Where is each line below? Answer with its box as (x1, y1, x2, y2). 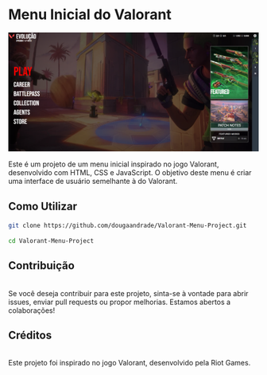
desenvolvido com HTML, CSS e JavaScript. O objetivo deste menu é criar (8, 168, 252, 178)
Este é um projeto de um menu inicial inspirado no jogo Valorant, (8, 159, 219, 169)
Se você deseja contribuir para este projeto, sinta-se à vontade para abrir (8, 288, 249, 298)
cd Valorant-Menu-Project (8, 236, 94, 244)
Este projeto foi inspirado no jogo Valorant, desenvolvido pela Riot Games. (8, 358, 251, 368)
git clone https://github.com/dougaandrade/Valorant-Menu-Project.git (8, 221, 247, 229)
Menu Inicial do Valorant (8, 6, 172, 24)
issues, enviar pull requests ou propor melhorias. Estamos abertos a (8, 297, 231, 307)
